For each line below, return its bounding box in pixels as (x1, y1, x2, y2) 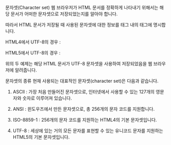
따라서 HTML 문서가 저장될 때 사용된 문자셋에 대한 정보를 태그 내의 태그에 (5, 22, 153, 28)
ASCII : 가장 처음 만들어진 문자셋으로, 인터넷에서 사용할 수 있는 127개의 (12, 89, 155, 94)
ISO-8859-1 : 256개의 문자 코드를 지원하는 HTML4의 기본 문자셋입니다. (12, 117, 157, 123)
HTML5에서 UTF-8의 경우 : (5, 50, 61, 56)
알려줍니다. (14, 67, 37, 73)
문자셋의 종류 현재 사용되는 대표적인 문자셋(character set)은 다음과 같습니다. (5, 78, 159, 84)
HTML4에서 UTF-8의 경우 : (5, 39, 61, 45)
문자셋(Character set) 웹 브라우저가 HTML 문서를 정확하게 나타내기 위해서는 (5, 5, 159, 10)
